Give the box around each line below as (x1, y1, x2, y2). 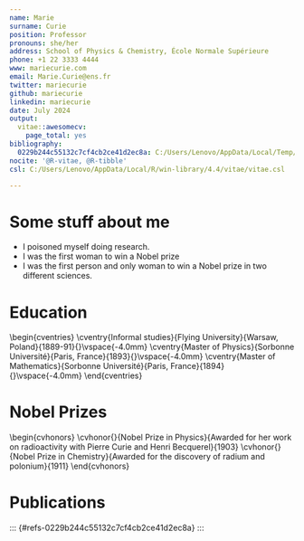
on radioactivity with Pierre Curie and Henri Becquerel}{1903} (9, 441, 240, 452)
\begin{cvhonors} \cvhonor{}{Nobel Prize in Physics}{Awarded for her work (9, 432, 292, 443)
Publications (9, 492, 106, 513)
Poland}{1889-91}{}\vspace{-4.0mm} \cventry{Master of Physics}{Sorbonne (9, 341, 295, 353)
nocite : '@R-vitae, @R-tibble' (9, 156, 128, 166)
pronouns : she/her (9, 38, 79, 48)
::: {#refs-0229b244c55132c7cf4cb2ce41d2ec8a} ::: (9, 522, 204, 534)
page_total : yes (25, 131, 88, 140)
